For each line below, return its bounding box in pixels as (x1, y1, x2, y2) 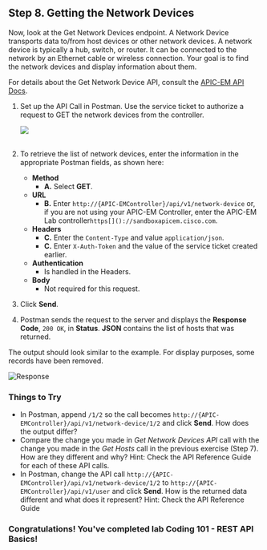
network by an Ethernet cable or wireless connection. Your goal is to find (8, 53, 249, 63)
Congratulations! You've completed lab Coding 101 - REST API (8, 524, 254, 535)
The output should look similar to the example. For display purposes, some (8, 347, 255, 357)
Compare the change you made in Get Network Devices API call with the (19, 435, 260, 445)
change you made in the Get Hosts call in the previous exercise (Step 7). (19, 444, 259, 454)
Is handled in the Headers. (43, 266, 131, 276)
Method (31, 172, 59, 183)
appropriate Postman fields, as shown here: (19, 157, 164, 167)
